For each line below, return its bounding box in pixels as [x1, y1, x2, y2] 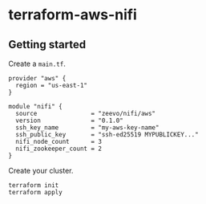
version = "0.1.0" [15, 116, 124, 124]
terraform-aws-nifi [8, 6, 138, 24]
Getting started [8, 38, 87, 51]
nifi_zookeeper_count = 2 [15, 145, 103, 153]
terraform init [8, 182, 59, 190]
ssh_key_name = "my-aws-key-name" [15, 124, 160, 132]
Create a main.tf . [8, 59, 66, 68]
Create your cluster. [8, 166, 74, 175]
